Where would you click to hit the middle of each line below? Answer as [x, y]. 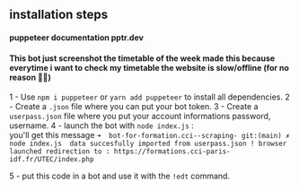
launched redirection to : [60, 151]
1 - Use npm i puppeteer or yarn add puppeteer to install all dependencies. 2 [149, 97]
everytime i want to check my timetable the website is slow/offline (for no [149, 67]
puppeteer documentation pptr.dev [76, 37]
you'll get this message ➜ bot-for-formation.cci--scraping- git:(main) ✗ [149, 135]
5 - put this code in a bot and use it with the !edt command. [120, 176]
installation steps [59, 15]
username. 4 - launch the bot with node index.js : [102, 125]
